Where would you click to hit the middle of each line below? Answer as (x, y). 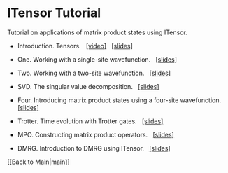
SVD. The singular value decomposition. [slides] (88, 86)
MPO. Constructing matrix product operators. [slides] (96, 134)
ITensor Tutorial (54, 13)
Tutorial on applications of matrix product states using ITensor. (97, 32)
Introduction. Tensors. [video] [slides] (75, 46)
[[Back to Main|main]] (38, 162)
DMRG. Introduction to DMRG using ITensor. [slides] (94, 148)
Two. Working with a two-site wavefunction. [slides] (94, 73)
